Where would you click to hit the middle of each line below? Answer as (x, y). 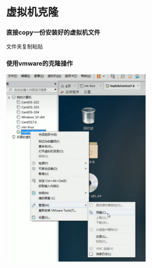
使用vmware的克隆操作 (40, 63)
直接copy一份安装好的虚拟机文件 (53, 32)
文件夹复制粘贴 (24, 47)
